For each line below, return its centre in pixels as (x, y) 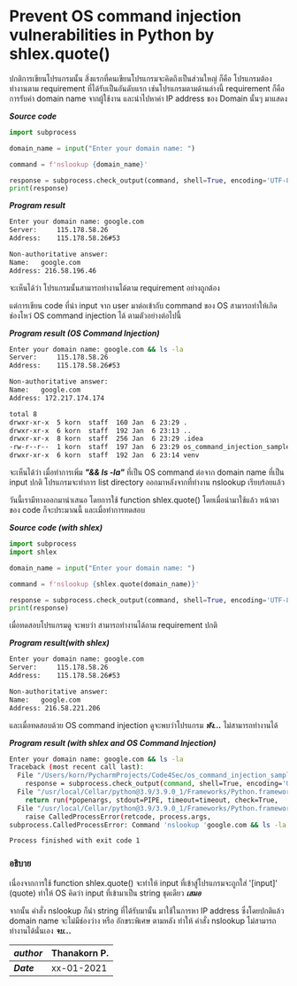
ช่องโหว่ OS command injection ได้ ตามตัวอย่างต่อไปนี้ (95, 315)
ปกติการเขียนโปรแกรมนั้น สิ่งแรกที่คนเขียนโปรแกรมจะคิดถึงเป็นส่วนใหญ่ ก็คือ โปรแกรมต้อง (141, 78)
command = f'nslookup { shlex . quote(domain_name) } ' (104, 584)
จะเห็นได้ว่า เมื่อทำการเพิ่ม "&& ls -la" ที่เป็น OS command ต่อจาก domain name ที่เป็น (147, 472)
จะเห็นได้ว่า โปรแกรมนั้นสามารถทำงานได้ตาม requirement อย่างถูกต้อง (115, 287)
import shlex (33, 552)
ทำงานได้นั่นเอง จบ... (41, 930)
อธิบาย (20, 864)
